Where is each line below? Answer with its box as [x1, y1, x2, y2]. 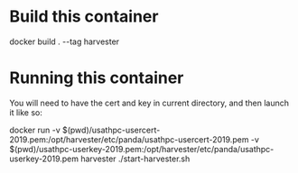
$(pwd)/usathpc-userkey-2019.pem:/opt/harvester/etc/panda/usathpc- [9, 143, 275, 154]
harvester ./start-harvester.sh [80, 153, 191, 164]
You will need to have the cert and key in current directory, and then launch [9, 97, 289, 108]
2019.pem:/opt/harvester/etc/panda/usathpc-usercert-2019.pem [9, 133, 249, 145]
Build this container [9, 6, 159, 27]
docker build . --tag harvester [9, 36, 120, 47]
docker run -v [9, 124, 61, 135]
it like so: [9, 106, 42, 118]
